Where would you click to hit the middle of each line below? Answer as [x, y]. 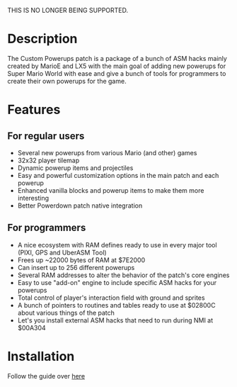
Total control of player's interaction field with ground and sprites [111, 298]
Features [34, 110]
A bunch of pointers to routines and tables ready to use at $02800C [116, 305]
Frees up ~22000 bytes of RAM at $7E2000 [81, 260]
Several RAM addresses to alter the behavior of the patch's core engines [123, 275]
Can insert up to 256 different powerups [76, 267]
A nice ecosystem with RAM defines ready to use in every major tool [117, 245]
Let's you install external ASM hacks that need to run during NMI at [115, 320]
